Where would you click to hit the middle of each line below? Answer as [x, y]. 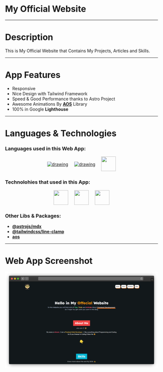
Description [29, 37]
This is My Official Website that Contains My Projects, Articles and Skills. [78, 51]
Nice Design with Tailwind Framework [50, 93]
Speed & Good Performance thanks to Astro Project [64, 99]
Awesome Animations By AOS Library [49, 104]
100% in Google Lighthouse [40, 109]
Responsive [24, 88]
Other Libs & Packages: [33, 216]
